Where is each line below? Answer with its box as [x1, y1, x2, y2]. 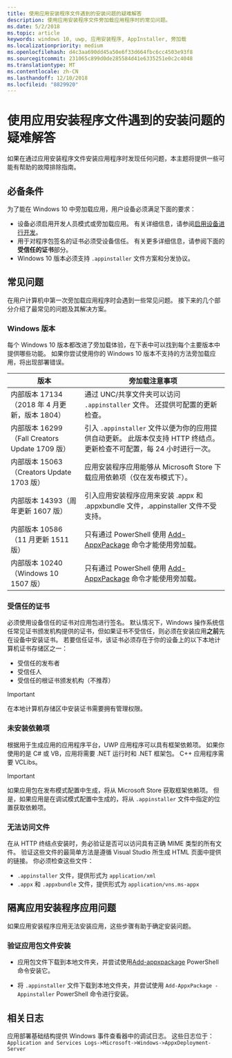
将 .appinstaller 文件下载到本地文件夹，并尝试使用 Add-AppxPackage [17, 981, 213, 989]
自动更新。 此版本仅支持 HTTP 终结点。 [91, 434, 220, 444]
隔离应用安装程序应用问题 [7, 902, 116, 914]
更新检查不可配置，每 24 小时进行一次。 [84, 444, 215, 454]
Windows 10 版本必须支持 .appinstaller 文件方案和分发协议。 [17, 254, 195, 262]
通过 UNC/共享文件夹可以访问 [84, 390, 181, 399]
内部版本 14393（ [10, 496, 70, 506]
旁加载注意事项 [128, 376, 177, 386]
